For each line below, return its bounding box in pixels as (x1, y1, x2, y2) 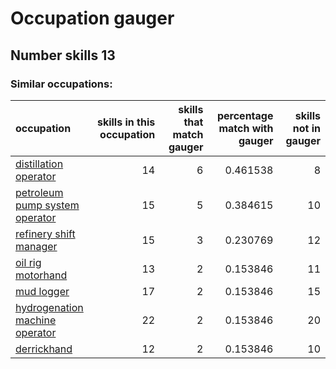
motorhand (15, 268, 68, 282)
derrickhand (15, 342, 73, 356)
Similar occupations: (10, 77, 113, 91)
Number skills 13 (10, 47, 116, 64)
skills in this (96, 115, 156, 129)
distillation (15, 157, 64, 171)
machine (15, 313, 57, 327)
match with (218, 121, 274, 135)
